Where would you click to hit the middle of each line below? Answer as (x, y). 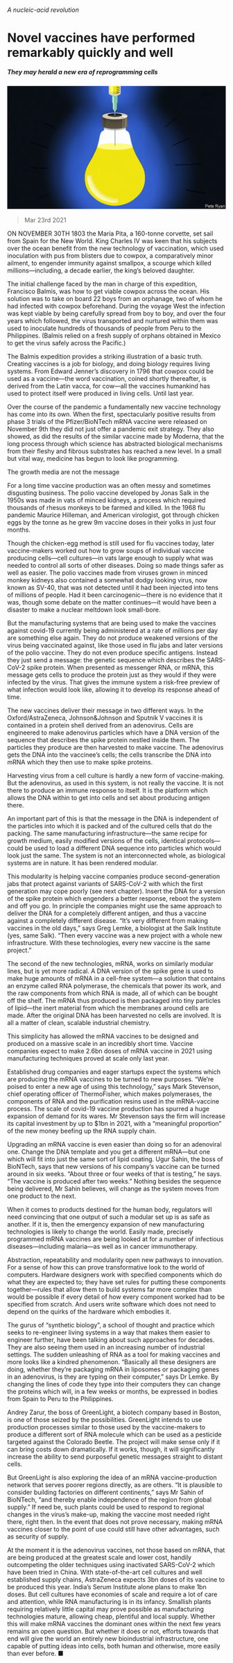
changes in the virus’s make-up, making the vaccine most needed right (109, 1514)
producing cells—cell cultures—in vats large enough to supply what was (110, 558)
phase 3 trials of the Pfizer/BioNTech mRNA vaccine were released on (107, 422)
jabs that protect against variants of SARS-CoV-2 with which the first (105, 884)
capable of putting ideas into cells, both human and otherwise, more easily (114, 1646)
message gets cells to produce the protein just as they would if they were (112, 675)
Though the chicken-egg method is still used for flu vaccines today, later (111, 543)
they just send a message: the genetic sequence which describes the (106, 660)
